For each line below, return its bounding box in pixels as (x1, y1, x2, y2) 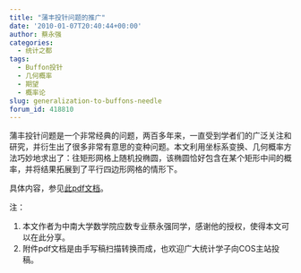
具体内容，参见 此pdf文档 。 (9, 183, 109, 193)
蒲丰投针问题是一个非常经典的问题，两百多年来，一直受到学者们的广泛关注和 (9, 131, 292, 141)
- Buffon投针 (17, 64, 64, 73)
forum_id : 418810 (9, 105, 74, 114)
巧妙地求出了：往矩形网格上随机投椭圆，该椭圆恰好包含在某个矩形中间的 (16, 153, 284, 164)
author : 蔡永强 (9, 30, 62, 38)
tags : (9, 55, 30, 64)
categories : (9, 38, 54, 47)
